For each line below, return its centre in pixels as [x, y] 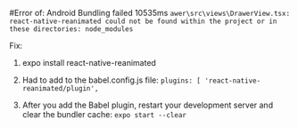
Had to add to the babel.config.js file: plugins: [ [112, 80]
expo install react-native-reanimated [89, 63]
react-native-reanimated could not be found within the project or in [143, 21]
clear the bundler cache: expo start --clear [104, 114]
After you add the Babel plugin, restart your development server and [148, 105]
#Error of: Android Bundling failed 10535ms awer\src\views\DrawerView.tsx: [150, 13]
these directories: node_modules [71, 29]
